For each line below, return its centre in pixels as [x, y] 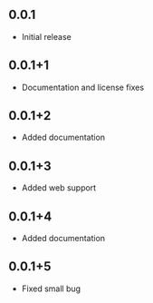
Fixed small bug [51, 288]
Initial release [46, 36]
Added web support [59, 188]
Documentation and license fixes [83, 87]
